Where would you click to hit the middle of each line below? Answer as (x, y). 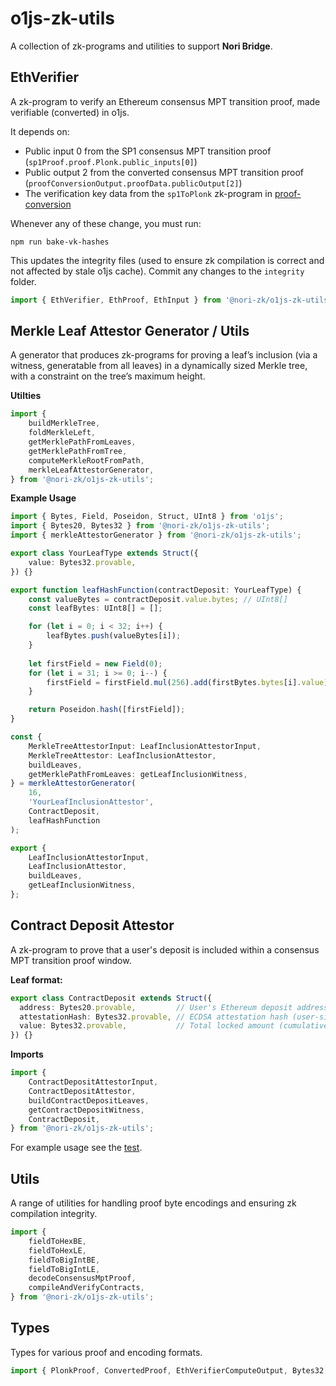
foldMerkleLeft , (62, 433)
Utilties (26, 396)
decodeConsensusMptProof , (82, 1278)
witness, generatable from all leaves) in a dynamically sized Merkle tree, (159, 366)
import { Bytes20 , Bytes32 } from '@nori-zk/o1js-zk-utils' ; (140, 526)
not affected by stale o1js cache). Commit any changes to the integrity (157, 271)
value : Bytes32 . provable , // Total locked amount (147, 1026)
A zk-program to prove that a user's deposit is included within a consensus (165, 949)
